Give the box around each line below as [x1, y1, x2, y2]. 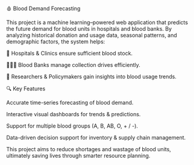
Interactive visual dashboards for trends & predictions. [6, 111, 141, 117]
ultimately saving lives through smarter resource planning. [6, 152, 151, 159]
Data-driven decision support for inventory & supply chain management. [6, 134, 186, 141]
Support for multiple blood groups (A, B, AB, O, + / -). [6, 122, 139, 129]
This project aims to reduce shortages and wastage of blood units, [6, 146, 172, 152]
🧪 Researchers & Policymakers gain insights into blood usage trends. [6, 73, 177, 80]
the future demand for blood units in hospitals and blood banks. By [6, 25, 172, 32]
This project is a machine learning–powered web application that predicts [6, 19, 189, 26]
